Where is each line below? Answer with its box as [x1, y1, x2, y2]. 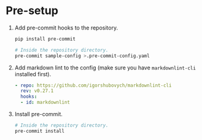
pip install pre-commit [14, 36, 76, 42]
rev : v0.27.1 [20, 88, 54, 94]
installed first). [14, 70, 52, 77]
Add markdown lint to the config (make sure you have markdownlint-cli [14, 64, 196, 71]
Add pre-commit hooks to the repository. [14, 24, 118, 31]
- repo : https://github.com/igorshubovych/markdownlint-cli [14, 82, 172, 88]
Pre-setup [6, 4, 59, 18]
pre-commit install [14, 128, 65, 134]
